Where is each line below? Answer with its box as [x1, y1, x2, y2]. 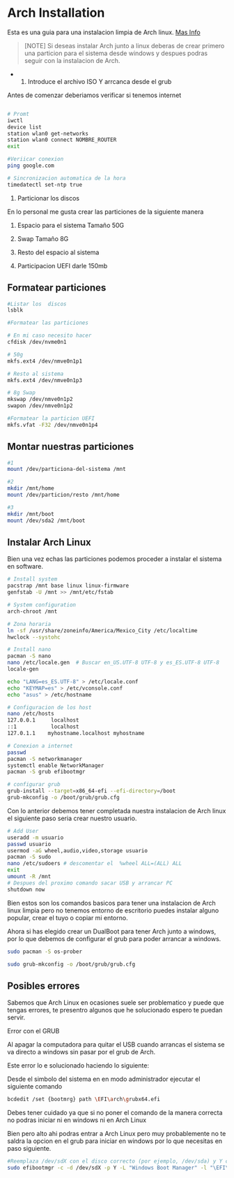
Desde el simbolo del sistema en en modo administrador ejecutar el [7, 1075, 201, 1084]
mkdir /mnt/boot [7, 510, 54, 518]
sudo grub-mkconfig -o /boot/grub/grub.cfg [7, 961, 136, 968]
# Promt [7, 110, 30, 117]
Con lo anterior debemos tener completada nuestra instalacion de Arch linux [7, 806, 226, 815]
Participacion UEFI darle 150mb [17, 261, 108, 270]
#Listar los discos [7, 300, 68, 307]
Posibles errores [7, 980, 80, 991]
